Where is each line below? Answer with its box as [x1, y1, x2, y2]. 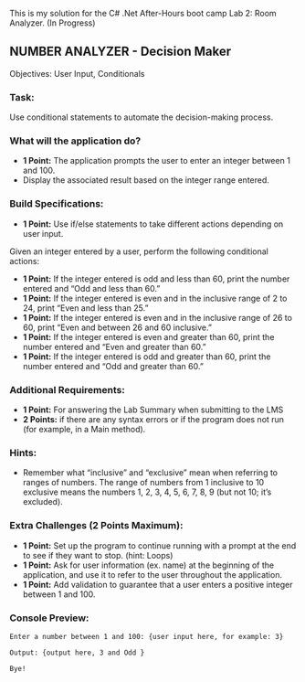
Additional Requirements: [9, 383, 125, 396]
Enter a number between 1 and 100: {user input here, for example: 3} [9, 632, 284, 641]
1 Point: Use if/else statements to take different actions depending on [22, 218, 284, 229]
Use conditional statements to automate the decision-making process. [9, 112, 274, 123]
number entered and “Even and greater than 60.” [22, 341, 207, 352]
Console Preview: [9, 612, 89, 624]
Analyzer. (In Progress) [9, 17, 96, 28]
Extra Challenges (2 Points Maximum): [9, 519, 184, 532]
